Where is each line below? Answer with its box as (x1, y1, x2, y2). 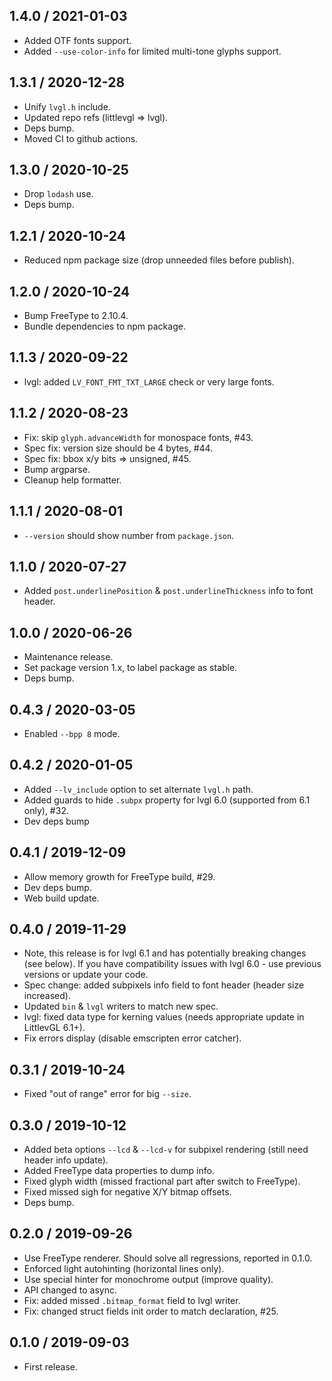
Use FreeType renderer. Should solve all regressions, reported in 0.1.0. (23, 1252, 313, 1264)
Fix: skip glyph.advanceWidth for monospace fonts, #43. (23, 431, 254, 443)
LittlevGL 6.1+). (23, 1022, 86, 1034)
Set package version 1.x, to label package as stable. (23, 662, 238, 674)
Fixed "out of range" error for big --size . (23, 1088, 192, 1100)
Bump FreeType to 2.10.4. (23, 310, 129, 322)
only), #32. (23, 804, 69, 816)
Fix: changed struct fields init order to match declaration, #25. (23, 1305, 279, 1317)
